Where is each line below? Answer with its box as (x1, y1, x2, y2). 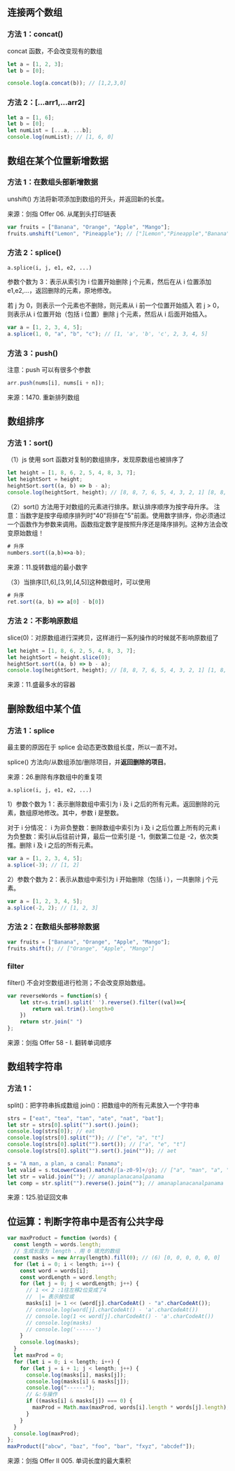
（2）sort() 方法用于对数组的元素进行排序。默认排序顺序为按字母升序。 (7, 502, 213, 511)
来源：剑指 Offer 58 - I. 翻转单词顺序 (7, 1039, 112, 1047)
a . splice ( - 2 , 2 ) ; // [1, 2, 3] (7, 904, 99, 911)
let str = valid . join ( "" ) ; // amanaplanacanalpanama (7, 1173, 164, 1180)
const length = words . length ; (13, 1241, 101, 1248)
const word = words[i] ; (20, 1267, 90, 1274)
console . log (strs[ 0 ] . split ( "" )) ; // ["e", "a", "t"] (7, 1134, 164, 1142)
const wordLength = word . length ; (20, 1273, 117, 1280)
